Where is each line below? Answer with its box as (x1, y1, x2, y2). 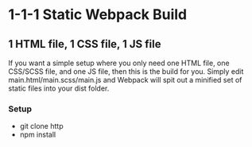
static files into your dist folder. (8, 83, 110, 93)
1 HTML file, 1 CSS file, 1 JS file (8, 37, 161, 51)
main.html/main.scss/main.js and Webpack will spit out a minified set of (8, 75, 242, 84)
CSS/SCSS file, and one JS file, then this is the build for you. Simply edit (8, 67, 244, 76)
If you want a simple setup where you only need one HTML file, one (8, 58, 230, 68)
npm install (19, 130, 56, 140)
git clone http (19, 122, 64, 131)
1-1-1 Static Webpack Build (8, 6, 188, 24)
